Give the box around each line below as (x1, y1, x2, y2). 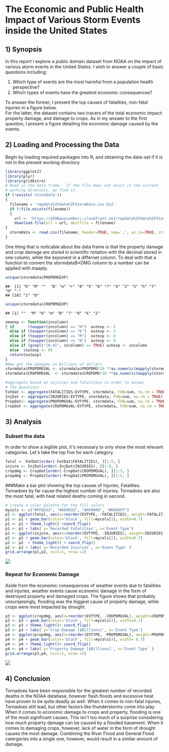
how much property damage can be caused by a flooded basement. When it (5, 720, 163, 726)
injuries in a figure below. (5, 105, 57, 110)
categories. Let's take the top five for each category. (5, 449, 114, 455)
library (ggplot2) (5, 169, 42, 174)
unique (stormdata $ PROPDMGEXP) (5, 275, 69, 280)
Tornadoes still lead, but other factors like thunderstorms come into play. (5, 704, 156, 710)
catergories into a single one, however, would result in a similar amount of (5, 736, 158, 742)
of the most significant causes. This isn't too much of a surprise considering (5, 714, 163, 721)
